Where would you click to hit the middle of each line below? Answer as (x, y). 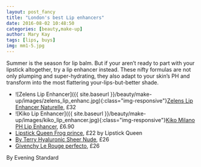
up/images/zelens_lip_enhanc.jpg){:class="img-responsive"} (91, 100)
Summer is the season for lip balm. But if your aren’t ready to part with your (101, 63)
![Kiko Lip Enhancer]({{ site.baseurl (59, 114)
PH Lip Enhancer (36, 126)
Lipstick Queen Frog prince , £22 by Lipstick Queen (79, 133)
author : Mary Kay (28, 35)
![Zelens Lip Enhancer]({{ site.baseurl (62, 94)
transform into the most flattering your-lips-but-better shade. (83, 82)
